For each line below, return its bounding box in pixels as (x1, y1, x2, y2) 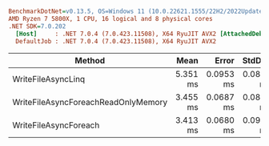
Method (74, 55, 106, 67)
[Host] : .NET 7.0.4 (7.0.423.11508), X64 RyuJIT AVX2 (15, 30, 217, 38)
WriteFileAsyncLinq (12, 74, 86, 85)
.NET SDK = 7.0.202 (8, 22, 66, 30)
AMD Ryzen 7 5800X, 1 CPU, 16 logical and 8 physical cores (8, 14, 214, 22)
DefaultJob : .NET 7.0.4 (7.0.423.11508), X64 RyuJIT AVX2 (15, 37, 217, 45)
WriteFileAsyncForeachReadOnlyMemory (12, 97, 168, 108)
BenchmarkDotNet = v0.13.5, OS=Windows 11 (8, 7, 146, 15)
